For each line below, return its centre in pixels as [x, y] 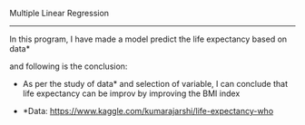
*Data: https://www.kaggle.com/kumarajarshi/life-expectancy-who [148, 111]
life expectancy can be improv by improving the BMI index [131, 93]
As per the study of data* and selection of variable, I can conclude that [155, 84]
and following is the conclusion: [69, 66]
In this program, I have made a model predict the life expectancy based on [148, 39]
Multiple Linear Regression [59, 13]
